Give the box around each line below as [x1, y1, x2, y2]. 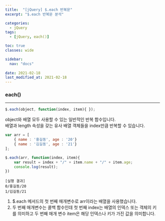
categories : [5, 21, 29, 26]
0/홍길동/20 [5, 184, 27, 189]
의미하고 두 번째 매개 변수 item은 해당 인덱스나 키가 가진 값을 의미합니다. [17, 211, 156, 217]
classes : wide [5, 48, 34, 53]
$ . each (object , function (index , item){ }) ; [5, 107, 96, 112]
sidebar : [5, 57, 23, 62]
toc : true [5, 43, 26, 48]
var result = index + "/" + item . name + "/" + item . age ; [14, 159, 133, 165]
